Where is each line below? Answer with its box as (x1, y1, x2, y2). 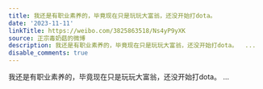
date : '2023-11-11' (8, 19, 74, 27)
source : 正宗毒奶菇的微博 (8, 34, 86, 42)
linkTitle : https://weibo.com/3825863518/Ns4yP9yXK (8, 26, 186, 34)
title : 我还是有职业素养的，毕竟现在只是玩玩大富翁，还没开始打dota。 (8, 11, 216, 20)
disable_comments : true (8, 49, 89, 57)
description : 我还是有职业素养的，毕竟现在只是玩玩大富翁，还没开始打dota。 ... (8, 42, 257, 50)
